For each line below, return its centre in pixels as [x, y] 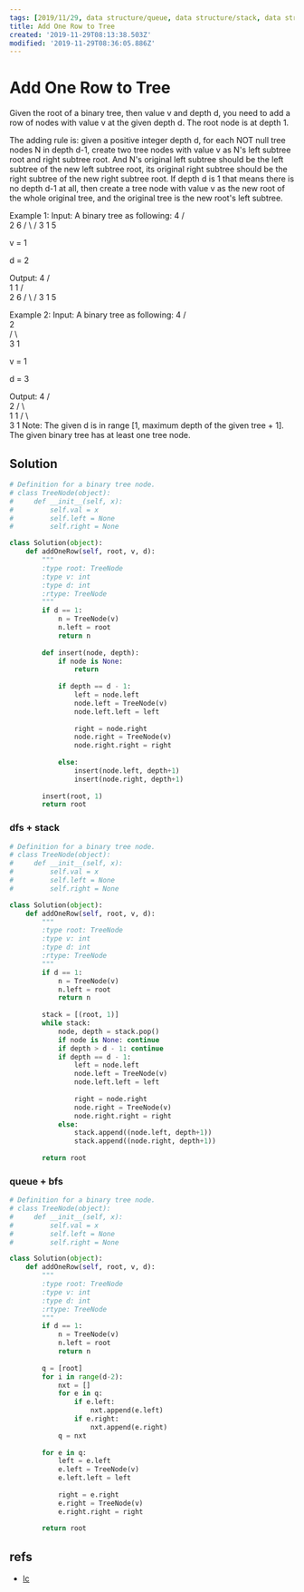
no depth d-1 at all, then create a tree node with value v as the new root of [147, 189]
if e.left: [95, 1402]
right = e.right [88, 1494]
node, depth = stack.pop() [109, 1031]
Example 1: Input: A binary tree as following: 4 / [97, 216]
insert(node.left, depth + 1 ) [127, 771]
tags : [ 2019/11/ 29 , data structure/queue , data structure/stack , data [145, 18]
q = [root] [62, 1368]
